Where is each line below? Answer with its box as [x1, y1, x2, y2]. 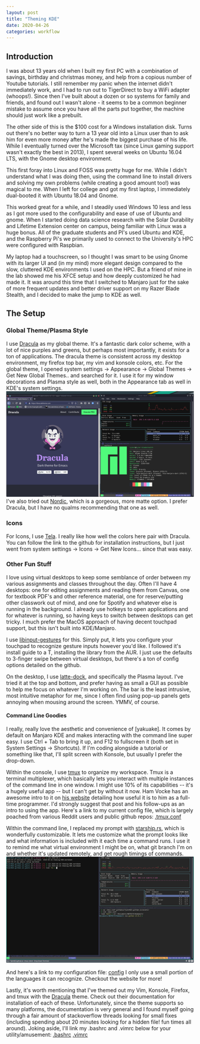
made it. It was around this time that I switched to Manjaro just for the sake [6, 278, 189, 286]
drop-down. [6, 757, 36, 764]
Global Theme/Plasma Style [6, 326, 89, 334]
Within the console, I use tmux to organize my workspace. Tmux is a [6, 769, 174, 776]
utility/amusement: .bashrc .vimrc [6, 1031, 88, 1038]
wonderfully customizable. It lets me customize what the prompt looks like [6, 831, 188, 839]
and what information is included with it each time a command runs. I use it [6, 837, 190, 845]
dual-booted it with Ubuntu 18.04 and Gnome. [6, 192, 118, 199]
